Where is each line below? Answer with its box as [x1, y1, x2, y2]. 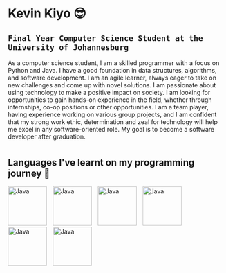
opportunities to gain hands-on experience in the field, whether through [8, 96, 212, 104]
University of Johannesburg [8, 42, 129, 52]
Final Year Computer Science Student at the [8, 33, 203, 43]
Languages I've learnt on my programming [8, 157, 195, 168]
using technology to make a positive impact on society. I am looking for [8, 89, 211, 96]
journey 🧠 [8, 168, 50, 179]
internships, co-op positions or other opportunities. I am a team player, [8, 103, 209, 111]
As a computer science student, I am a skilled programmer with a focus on [8, 59, 220, 67]
